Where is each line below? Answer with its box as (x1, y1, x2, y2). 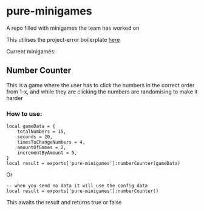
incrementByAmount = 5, (17, 150, 78, 156)
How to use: (6, 109, 42, 118)
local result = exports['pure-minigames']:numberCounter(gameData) (6, 161, 181, 167)
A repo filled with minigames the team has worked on (6, 24, 140, 32)
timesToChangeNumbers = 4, (17, 139, 86, 146)
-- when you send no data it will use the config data (6, 183, 148, 189)
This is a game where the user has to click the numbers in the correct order (6, 81, 195, 89)
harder (6, 94, 23, 101)
